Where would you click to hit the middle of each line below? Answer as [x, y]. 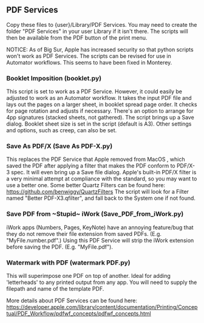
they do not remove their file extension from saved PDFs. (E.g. [84, 233]
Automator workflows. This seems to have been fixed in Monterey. [89, 62]
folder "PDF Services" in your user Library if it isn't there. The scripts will [97, 31]
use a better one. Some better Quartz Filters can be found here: [86, 185]
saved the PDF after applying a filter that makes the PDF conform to [91, 166]
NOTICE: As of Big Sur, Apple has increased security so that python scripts [100, 49]
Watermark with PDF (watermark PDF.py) [68, 263]
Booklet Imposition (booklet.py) [54, 78]
